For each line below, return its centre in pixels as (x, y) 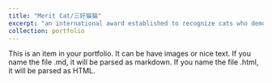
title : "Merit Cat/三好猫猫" (55, 16)
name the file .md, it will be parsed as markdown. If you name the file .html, (134, 62)
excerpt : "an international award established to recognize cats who (128, 23)
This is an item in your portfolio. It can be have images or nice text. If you (130, 54)
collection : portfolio (47, 31)
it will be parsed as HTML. (52, 71)
